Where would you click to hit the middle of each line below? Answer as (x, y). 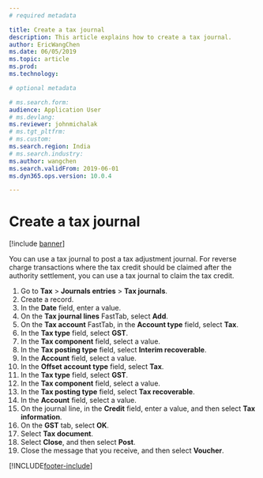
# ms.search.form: (39, 102)
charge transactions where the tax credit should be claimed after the (120, 267)
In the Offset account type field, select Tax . (92, 367)
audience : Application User (55, 110)
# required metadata (43, 15)
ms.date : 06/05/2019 (43, 52)
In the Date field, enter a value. (71, 308)
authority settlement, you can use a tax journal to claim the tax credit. (122, 276)
